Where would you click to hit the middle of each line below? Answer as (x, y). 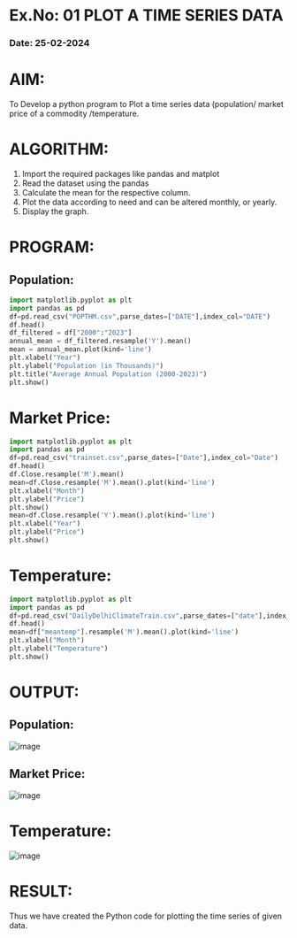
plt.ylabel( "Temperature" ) (59, 649)
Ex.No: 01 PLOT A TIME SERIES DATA (146, 15)
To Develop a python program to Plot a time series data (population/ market (147, 104)
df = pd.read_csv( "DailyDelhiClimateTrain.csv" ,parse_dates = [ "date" (134, 616)
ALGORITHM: (59, 149)
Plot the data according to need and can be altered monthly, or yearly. (149, 202)
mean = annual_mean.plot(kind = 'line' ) (80, 350)
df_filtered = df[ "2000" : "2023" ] (71, 333)
